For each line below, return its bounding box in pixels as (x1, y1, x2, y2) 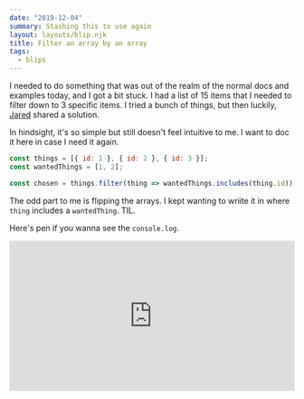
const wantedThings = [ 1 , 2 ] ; (9, 162, 124, 171)
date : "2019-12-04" (9, 13, 83, 23)
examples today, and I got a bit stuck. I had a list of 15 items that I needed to (9, 90, 292, 101)
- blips (17, 55, 47, 64)
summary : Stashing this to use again (9, 22, 152, 31)
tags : (9, 47, 30, 56)
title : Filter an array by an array (9, 38, 147, 48)
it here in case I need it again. (9, 137, 119, 147)
